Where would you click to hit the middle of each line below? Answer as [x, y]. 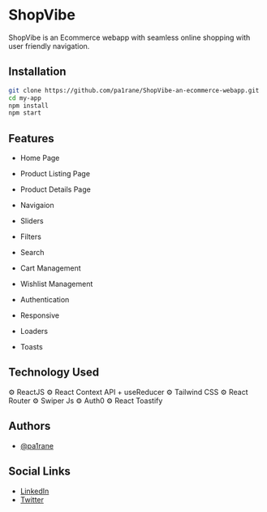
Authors [30, 426]
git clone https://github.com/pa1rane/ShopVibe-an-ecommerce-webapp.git [134, 90]
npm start [25, 113]
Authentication [45, 300]
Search [32, 253]
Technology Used [54, 373]
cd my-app [25, 98]
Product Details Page [55, 189]
